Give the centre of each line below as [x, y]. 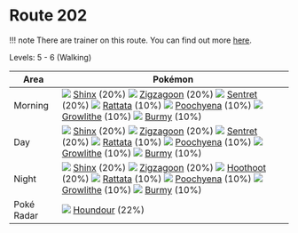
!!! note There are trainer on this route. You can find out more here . [131, 40]
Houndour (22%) [109, 210]
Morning [31, 105]
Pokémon [173, 79]
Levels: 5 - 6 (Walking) [51, 57]
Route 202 [48, 16]
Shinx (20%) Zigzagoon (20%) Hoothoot [169, 167]
